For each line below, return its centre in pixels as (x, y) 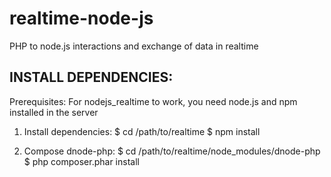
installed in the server (54, 112)
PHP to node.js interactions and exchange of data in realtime (134, 46)
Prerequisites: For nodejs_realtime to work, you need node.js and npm (153, 101)
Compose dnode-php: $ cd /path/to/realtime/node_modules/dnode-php (172, 151)
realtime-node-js (81, 18)
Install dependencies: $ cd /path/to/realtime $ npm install (142, 131)
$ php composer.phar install (81, 161)
